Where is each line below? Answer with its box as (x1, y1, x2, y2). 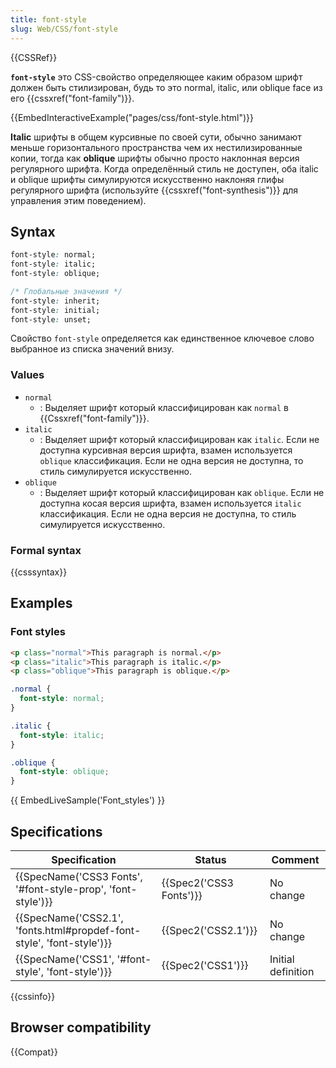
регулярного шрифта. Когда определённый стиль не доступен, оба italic (10, 162, 319, 175)
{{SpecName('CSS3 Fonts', (15, 870, 143, 884)
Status (194, 853, 227, 867)
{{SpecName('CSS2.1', (15, 911, 124, 925)
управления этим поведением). (10, 194, 147, 206)
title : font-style (10, 14, 87, 25)
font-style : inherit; (10, 296, 101, 306)
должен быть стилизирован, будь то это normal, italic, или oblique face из (10, 81, 323, 93)
